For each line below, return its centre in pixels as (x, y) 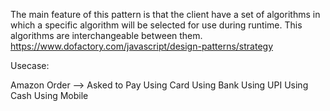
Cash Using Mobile (49, 95)
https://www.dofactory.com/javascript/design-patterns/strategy (142, 46)
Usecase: (30, 65)
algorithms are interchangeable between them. (106, 35)
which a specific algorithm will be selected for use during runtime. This (156, 25)
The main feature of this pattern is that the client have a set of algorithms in (165, 14)
